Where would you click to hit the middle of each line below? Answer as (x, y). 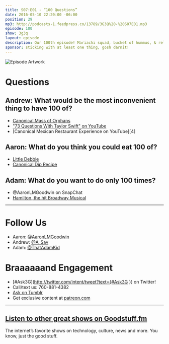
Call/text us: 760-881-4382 (41, 287)
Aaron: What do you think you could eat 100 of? (81, 147)
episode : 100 (19, 29)
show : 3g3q (17, 33)
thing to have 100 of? (39, 109)
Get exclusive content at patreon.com (51, 298)
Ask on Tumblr (27, 293)
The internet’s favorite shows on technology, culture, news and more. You (81, 330)
